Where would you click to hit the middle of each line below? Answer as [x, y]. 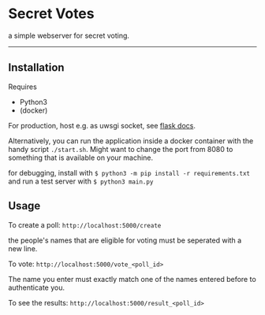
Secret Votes [51, 14]
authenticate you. [37, 287]
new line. [23, 248]
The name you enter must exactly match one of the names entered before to [132, 279]
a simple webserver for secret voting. [69, 35]
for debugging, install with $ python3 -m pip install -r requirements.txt [129, 172]
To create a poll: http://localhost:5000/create [85, 224]
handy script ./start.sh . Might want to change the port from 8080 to [121, 149]
